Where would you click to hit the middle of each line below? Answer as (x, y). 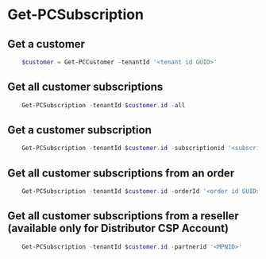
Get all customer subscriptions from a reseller (123, 216)
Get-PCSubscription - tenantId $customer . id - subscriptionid (123, 149)
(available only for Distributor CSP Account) (118, 228)
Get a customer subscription (79, 130)
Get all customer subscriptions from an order (121, 173)
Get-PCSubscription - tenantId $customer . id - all (104, 105)
